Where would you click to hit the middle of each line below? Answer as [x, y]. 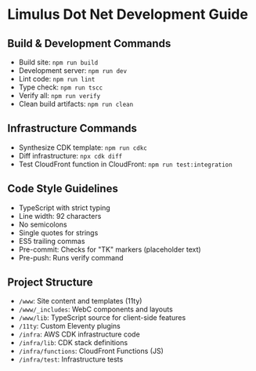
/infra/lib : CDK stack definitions [73, 343]
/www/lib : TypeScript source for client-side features [102, 318]
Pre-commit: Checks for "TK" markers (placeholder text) [110, 249]
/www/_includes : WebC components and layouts [96, 309]
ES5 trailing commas [52, 241]
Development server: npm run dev [72, 71]
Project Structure [50, 283]
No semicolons [43, 224]
